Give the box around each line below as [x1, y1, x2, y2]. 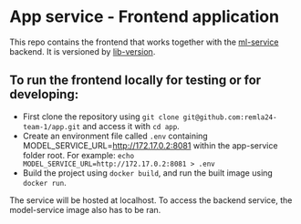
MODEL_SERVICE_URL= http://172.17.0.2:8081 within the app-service [22, 139, 278, 151]
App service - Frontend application [9, 6, 280, 27]
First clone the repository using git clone [22, 111, 180, 122]
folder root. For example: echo [22, 149, 135, 160]
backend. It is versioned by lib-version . [9, 46, 156, 56]
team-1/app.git [22, 122, 81, 131]
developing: [9, 87, 79, 102]
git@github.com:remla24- [182, 112, 277, 122]
